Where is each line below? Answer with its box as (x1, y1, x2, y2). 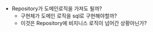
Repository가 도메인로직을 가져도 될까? (11, 5, 102, 12)
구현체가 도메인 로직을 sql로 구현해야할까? (20, 12, 117, 19)
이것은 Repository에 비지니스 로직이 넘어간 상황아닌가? (20, 20, 147, 26)
